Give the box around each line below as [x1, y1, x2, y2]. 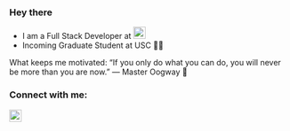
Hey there [9, 6, 53, 19]
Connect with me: [9, 89, 88, 101]
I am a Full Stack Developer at [21, 31, 132, 42]
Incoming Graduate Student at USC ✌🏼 [21, 40, 165, 50]
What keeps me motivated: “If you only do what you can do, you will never [9, 58, 282, 68]
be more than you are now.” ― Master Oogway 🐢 [9, 66, 189, 77]
